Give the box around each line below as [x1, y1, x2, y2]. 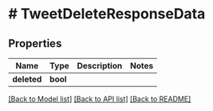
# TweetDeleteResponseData [8, 5, 206, 23]
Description [77, 61, 123, 71]
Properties [8, 37, 62, 50]
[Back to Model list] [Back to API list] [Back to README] [8, 94, 191, 104]
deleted [12, 73, 42, 85]
